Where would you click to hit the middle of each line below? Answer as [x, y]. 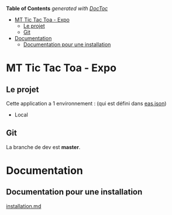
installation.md [24, 206]
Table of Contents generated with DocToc [57, 8]
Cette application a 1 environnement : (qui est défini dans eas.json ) [86, 103]
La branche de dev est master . [43, 147]
